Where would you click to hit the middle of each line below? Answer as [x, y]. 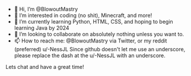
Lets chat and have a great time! [45, 67]
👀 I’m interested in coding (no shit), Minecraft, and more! [83, 15]
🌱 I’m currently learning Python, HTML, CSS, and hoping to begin [93, 22]
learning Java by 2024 [42, 28]
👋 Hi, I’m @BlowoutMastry [46, 9]
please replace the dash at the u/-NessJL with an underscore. [90, 55]
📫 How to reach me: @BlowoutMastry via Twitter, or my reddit [90, 41]
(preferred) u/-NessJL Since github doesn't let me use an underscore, [100, 49]
